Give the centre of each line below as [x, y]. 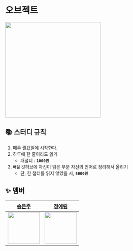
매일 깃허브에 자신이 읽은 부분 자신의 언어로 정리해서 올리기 [70, 166]
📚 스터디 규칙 [26, 132]
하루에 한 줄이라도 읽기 [35, 154]
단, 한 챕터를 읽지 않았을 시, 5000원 [54, 173]
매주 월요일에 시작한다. [35, 148]
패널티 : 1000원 [35, 160]
